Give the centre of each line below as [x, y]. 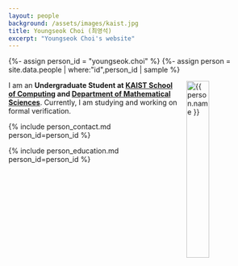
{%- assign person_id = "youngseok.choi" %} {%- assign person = [120, 61]
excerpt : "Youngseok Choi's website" [72, 38]
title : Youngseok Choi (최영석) [60, 31]
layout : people [34, 16]
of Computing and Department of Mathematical [90, 94]
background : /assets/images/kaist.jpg [73, 23]
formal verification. [40, 111]
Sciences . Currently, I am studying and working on [93, 102]
